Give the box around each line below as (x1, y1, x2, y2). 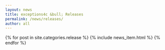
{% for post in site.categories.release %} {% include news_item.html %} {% (5, 35, 161, 41)
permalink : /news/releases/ (5, 16, 64, 21)
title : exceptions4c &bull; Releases (5, 12, 84, 17)
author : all (5, 21, 30, 26)
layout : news (5, 7, 32, 12)
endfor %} (5, 40, 26, 46)
